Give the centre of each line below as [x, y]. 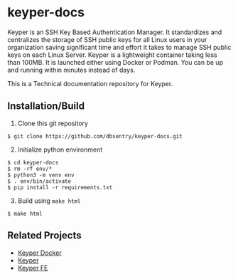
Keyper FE [33, 268]
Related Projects [44, 236]
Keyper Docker [39, 253]
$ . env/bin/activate [39, 181]
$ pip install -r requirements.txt [60, 187]
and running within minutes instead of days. [71, 70]
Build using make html [49, 201]
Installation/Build [46, 106]
